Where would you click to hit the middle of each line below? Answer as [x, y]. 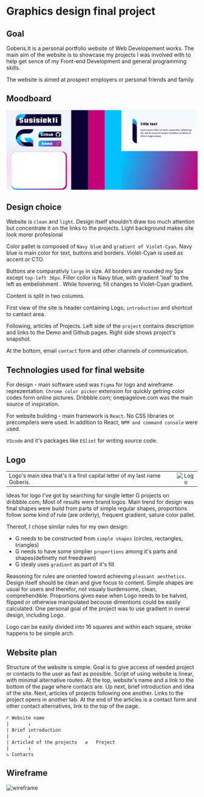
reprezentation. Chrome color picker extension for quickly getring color [96, 391]
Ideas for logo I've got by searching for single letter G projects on [88, 495]
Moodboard [29, 99]
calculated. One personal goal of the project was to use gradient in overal [98, 609]
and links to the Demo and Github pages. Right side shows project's [91, 333]
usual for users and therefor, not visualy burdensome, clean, [82, 589]
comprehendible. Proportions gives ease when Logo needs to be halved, [97, 596]
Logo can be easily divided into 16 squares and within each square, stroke [99, 627]
